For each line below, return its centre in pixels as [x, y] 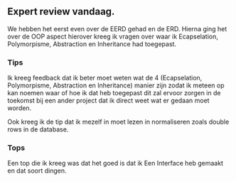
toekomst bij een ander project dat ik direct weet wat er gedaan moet [108, 101]
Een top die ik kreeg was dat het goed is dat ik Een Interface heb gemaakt [116, 164]
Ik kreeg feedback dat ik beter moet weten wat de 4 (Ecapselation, [105, 78]
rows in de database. [38, 129]
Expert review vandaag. [61, 12]
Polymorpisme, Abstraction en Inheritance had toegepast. [92, 44]
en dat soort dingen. [37, 171]
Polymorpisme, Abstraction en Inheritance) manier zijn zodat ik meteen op [116, 85]
